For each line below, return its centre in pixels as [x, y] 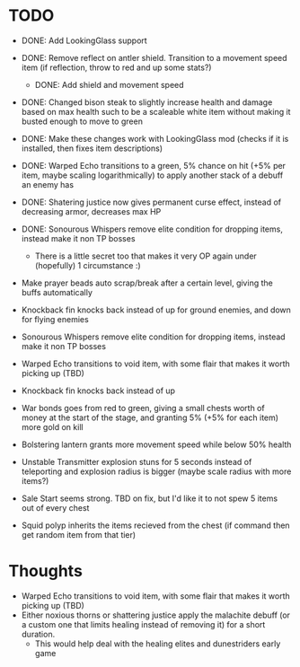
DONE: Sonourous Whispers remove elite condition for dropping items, [152, 229]
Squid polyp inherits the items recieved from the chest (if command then [155, 525]
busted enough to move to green [82, 121]
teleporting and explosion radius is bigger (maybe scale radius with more [156, 471]
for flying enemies [55, 319]
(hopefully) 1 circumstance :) [88, 265]
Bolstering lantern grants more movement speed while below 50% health [156, 444]
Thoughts [45, 571]
